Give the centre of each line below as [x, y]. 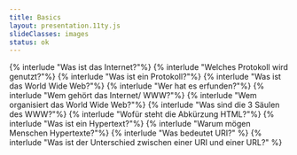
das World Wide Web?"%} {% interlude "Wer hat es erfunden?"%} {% [137, 86]
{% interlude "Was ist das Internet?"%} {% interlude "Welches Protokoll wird [148, 67]
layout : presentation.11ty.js [65, 26]
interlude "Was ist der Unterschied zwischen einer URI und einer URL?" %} [146, 143]
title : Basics [35, 17]
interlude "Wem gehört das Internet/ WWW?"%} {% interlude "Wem [133, 96]
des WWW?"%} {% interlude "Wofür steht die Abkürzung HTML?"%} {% [142, 114]
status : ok [29, 42]
